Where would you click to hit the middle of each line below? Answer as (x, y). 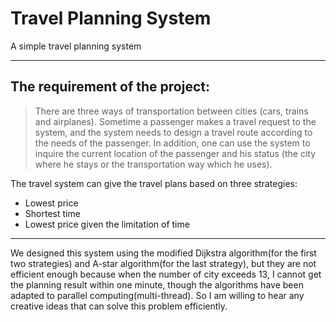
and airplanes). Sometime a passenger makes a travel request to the (175, 121)
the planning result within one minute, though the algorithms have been (157, 284)
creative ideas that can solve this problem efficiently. (119, 306)
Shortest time (52, 213)
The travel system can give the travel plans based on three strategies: (154, 183)
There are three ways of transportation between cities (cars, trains (171, 111)
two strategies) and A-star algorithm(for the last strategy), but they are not (163, 263)
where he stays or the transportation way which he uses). (153, 164)
